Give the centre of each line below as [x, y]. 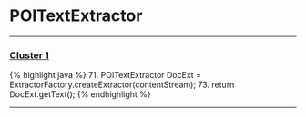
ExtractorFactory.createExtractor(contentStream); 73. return [122, 85]
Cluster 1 [30, 55]
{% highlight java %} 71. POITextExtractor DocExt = [106, 75]
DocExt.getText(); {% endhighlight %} [81, 94]
